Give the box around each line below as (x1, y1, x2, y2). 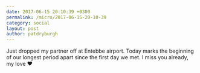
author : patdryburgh (6, 31, 59, 37)
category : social (6, 20, 50, 26)
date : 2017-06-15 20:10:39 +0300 (6, 8, 91, 15)
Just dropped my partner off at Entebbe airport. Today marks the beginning (6, 47, 195, 54)
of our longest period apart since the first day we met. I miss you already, (6, 54, 189, 61)
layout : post (6, 25, 39, 32)
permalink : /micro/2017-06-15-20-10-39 (6, 14, 107, 20)
